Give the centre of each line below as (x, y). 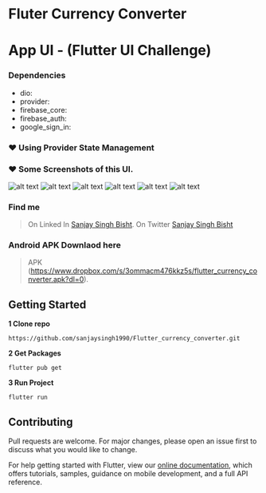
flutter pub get (35, 368)
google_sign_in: (45, 127)
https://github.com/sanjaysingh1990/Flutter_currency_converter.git (124, 339)
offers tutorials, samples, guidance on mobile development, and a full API (128, 474)
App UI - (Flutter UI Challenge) (110, 51)
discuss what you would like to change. (73, 450)
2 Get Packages (35, 353)
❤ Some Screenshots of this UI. (71, 169)
